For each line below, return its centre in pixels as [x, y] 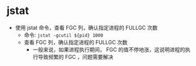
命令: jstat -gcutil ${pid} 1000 [63, 35]
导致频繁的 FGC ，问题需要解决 [76, 57]
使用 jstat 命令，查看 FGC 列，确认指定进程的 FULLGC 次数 [86, 27]
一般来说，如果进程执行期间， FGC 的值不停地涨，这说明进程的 [109, 49]
